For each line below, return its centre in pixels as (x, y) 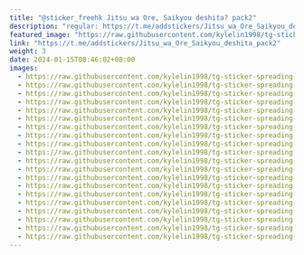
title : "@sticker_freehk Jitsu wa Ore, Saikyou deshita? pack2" (133, 18)
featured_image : (40, 34)
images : (24, 69)
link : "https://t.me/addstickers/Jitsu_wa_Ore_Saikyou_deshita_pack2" (145, 43)
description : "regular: (54, 26)
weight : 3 (28, 52)
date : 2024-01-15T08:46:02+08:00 (72, 60)
